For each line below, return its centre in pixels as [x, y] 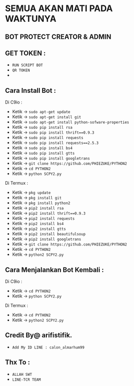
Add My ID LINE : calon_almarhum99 [48, 347]
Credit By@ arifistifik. [38, 335]
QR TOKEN [21, 70]
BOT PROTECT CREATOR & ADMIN [58, 37]
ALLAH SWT [22, 374]
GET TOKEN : [25, 53]
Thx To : [18, 362]
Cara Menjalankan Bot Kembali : [54, 270]
